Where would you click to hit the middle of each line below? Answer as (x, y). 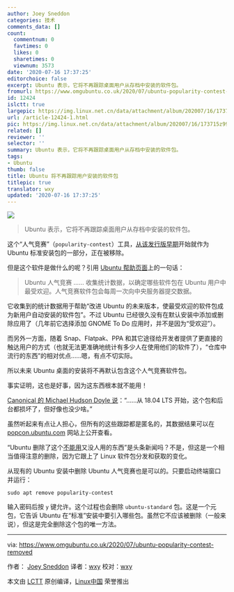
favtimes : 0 (31, 46)
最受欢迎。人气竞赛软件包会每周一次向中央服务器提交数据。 (110, 291)
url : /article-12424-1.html (48, 117)
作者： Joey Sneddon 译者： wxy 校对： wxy (70, 567)
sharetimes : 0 (34, 59)
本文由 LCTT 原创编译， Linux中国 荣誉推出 (68, 582)
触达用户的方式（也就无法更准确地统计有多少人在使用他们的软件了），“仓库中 (117, 347)
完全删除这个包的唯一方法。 (80, 524)
